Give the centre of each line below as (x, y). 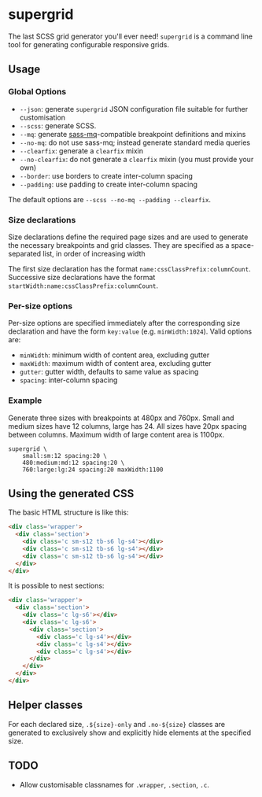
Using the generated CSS (71, 493)
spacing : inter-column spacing (68, 380)
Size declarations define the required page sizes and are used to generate (128, 237)
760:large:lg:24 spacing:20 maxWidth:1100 (93, 470)
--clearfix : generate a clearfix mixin (81, 150)
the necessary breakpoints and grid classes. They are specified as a (119, 245)
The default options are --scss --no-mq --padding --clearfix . (109, 199)
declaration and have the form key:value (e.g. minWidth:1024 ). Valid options (130, 331)
